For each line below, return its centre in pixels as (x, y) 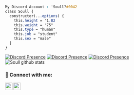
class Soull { (19, 11)
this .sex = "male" (32, 39)
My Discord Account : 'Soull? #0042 (41, 7)
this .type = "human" (35, 30)
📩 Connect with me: (29, 75)
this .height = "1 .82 (35, 20)
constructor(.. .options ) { (37, 16)
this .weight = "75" (34, 25)
